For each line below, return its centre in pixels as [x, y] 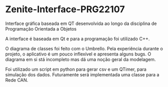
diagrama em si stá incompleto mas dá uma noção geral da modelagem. [81, 59]
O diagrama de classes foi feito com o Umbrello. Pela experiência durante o [84, 48]
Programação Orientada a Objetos [41, 28]
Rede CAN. [17, 80]
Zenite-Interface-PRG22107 [65, 9]
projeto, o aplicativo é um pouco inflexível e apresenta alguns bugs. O [78, 54]
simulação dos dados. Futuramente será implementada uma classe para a [82, 74]
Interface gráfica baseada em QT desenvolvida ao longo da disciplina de [81, 23]
